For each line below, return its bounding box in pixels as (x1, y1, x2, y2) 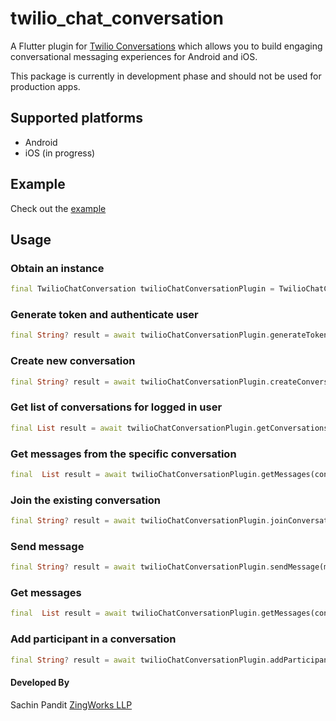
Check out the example (10, 202, 107, 214)
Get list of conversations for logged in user (10, 400, 223, 414)
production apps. (10, 80, 81, 92)
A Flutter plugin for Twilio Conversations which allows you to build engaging (10, 40, 323, 52)
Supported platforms (10, 110, 143, 127)
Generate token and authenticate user (10, 308, 199, 322)
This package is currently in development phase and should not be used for (10, 70, 322, 82)
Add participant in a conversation (10, 632, 177, 646)
